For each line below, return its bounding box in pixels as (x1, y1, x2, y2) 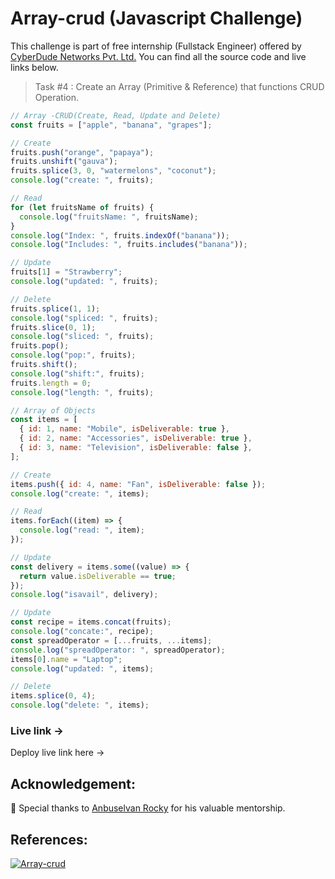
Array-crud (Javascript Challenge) (10, 7, 303, 30)
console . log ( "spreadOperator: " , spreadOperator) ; (10, 645, 226, 655)
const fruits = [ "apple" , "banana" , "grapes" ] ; (10, 120, 213, 130)
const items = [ (10, 415, 78, 425)
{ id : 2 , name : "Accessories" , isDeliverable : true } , (19, 433, 253, 444)
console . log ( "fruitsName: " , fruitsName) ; (19, 212, 199, 222)
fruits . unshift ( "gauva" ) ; (10, 157, 118, 167)
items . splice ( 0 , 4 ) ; (10, 691, 97, 701)
